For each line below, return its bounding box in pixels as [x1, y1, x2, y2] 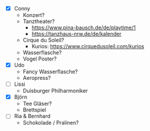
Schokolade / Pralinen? [22, 119, 79, 126]
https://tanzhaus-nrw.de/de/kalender [31, 31, 122, 38]
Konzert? [22, 12, 45, 19]
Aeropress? [22, 75, 51, 82]
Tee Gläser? [22, 100, 52, 108]
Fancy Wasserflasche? [22, 68, 78, 75]
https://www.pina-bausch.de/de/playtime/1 [31, 24, 136, 31]
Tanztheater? [22, 18, 55, 25]
